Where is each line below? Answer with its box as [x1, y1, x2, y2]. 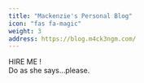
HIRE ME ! [8, 57, 42, 67]
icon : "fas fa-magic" [8, 20, 82, 28]
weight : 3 [8, 27, 42, 35]
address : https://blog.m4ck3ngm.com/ [8, 34, 137, 43]
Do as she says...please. [8, 66, 90, 76]
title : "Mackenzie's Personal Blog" [8, 11, 133, 20]
